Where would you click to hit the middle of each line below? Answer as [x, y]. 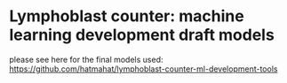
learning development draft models [142, 35]
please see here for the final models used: [86, 59]
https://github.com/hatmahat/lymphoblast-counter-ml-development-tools [143, 69]
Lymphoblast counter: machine [127, 16]
